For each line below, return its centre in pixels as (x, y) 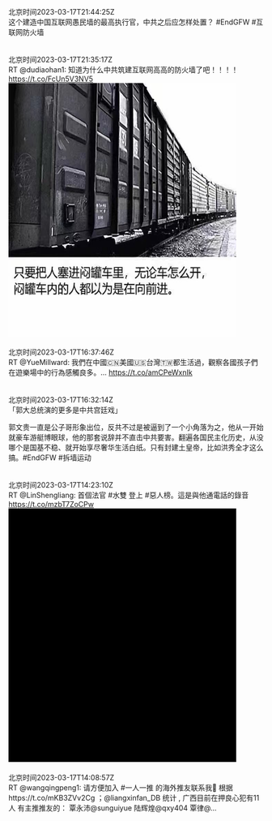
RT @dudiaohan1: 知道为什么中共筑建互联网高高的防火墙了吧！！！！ (123, 70)
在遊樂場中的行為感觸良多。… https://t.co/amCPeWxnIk (100, 372)
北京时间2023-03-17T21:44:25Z (62, 12)
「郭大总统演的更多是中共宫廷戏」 (65, 410)
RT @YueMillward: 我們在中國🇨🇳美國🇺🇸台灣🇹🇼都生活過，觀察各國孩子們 (133, 362)
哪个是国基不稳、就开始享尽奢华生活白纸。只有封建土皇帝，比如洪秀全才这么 (136, 447)
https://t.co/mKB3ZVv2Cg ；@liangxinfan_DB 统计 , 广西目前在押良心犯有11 (134, 798)
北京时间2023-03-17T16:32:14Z (61, 400)
